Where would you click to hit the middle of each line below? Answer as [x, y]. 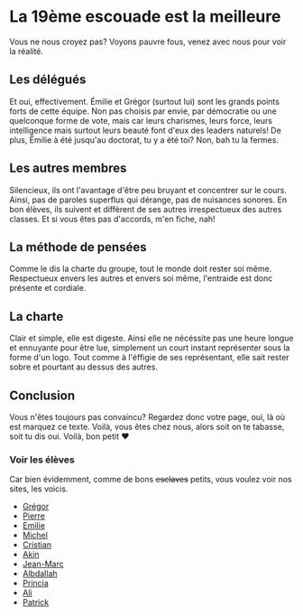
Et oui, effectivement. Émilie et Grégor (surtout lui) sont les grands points [144, 101]
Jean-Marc [43, 564]
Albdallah [40, 574]
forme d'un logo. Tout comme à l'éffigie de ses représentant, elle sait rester [150, 358]
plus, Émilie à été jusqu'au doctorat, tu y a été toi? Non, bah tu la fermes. [144, 140]
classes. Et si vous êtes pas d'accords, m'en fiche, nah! [112, 219]
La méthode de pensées [78, 247]
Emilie [33, 526]
